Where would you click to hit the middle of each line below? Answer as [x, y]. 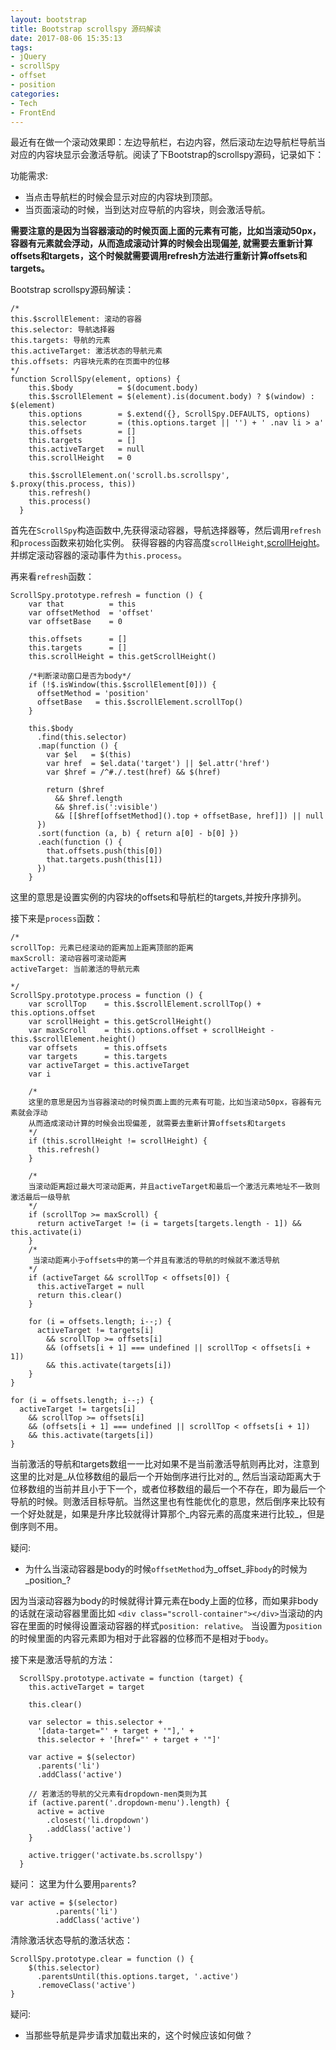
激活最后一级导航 [40, 1197]
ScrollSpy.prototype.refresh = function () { [106, 596]
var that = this [82, 604]
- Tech [24, 103]
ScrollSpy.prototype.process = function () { [106, 996]
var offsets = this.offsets [98, 1048]
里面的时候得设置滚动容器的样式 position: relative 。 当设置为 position [175, 1626]
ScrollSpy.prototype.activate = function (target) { [131, 1679]
